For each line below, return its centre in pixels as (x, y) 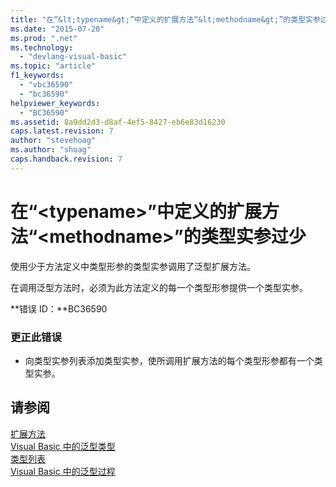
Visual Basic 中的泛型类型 (63, 446)
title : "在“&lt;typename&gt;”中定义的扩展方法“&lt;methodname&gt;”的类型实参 (165, 19)
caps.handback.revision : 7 (66, 159)
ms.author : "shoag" (51, 150)
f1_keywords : (37, 76)
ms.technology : (42, 47)
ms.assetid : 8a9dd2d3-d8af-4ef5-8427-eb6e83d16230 (118, 122)
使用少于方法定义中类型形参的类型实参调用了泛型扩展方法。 (133, 266)
